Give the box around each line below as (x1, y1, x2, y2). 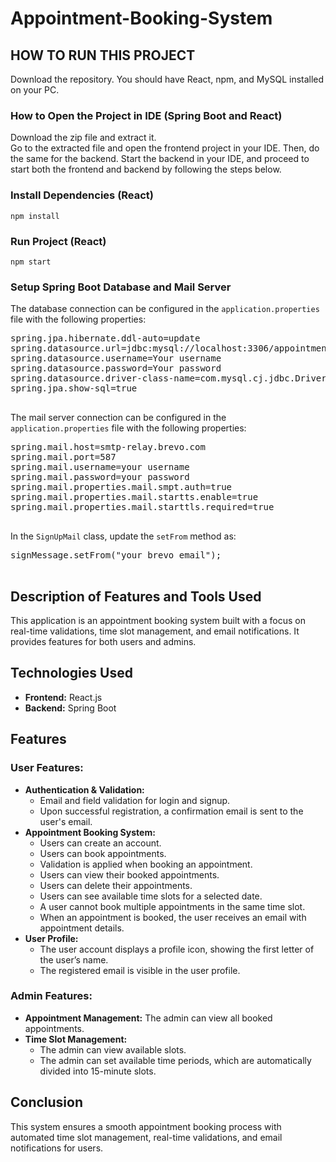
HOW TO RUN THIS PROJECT (10, 47, 196, 64)
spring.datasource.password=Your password (10, 363, 222, 374)
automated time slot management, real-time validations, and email (10, 1131, 283, 1143)
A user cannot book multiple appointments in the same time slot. (39, 900, 306, 912)
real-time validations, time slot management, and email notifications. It (10, 625, 300, 637)
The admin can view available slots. (39, 1043, 187, 1056)
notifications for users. (10, 1142, 104, 1154)
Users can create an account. (39, 837, 162, 849)
